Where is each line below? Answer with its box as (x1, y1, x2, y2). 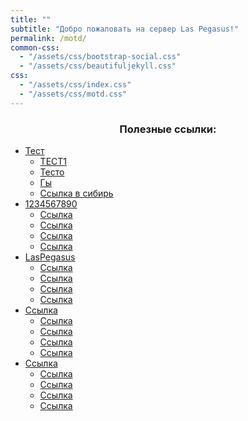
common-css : (10, 42, 60, 53)
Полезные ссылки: (119, 122, 217, 136)
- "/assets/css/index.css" (19, 80, 132, 90)
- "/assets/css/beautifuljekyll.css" (19, 61, 177, 71)
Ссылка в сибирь (39, 187, 114, 199)
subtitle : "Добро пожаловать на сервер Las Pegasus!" (10, 24, 240, 34)
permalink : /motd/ (10, 33, 87, 43)
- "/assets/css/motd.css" (19, 89, 128, 99)
